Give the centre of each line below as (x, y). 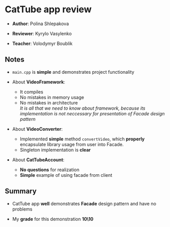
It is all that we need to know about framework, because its (82, 108)
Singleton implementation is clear (55, 150)
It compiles (31, 92)
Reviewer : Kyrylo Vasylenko (42, 33)
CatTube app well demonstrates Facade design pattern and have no (84, 203)
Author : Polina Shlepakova (40, 24)
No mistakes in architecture (49, 102)
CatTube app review (48, 9)
